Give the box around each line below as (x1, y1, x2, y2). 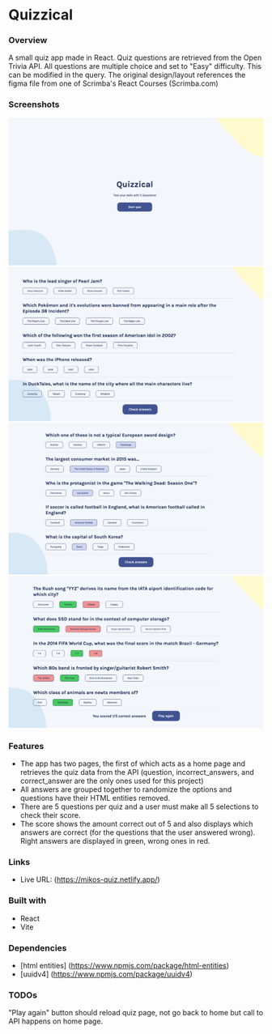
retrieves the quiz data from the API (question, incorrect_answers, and (19, 768, 255, 777)
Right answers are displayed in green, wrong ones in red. (19, 836, 210, 846)
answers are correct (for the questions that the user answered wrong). (19, 828, 256, 837)
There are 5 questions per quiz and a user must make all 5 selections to (19, 802, 259, 811)
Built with (8, 895, 47, 906)
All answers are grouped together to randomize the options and (19, 785, 232, 794)
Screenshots (8, 99, 60, 110)
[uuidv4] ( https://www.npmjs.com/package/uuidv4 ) (19, 969, 193, 979)
